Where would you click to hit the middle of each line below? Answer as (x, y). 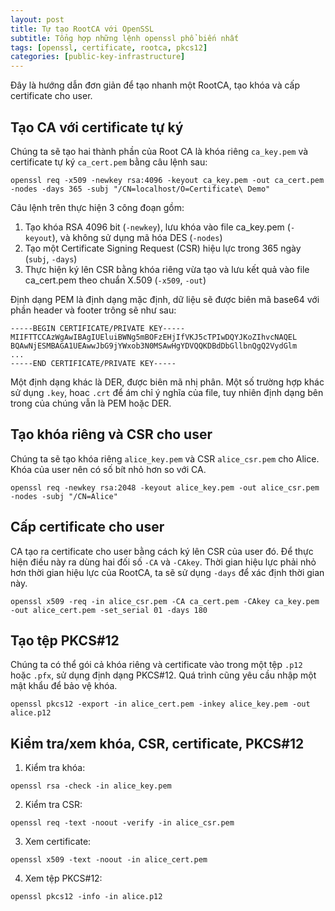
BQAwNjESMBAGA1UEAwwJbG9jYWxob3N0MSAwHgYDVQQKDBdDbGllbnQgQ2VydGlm (154, 346)
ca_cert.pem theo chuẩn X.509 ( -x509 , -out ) (115, 280)
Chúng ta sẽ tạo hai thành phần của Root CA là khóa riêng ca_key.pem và (159, 151)
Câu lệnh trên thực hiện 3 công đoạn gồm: (97, 207)
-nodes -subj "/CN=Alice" (64, 496)
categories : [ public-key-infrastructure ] (98, 57)
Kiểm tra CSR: (53, 805)
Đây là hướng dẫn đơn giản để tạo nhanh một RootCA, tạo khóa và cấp (155, 85)
